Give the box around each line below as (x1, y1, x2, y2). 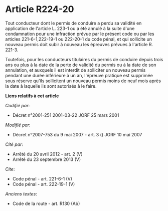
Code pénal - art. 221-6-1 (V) (12, 175, 73, 181)
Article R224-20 (5, 4, 74, 15)
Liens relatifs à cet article (5, 93, 59, 99)
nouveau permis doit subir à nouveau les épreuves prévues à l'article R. (5, 41, 153, 47)
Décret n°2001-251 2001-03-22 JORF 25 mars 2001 (12, 112, 119, 118)
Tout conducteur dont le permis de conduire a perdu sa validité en (5, 20, 142, 26)
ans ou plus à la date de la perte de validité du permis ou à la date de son (5, 62, 156, 68)
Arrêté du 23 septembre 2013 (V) (12, 156, 81, 162)
